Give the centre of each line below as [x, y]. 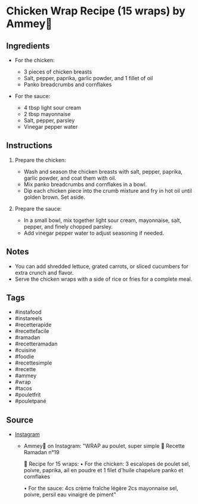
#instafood [28, 312]
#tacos [23, 388]
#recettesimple [33, 363]
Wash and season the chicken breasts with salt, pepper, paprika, [103, 171]
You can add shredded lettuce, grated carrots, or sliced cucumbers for [102, 266]
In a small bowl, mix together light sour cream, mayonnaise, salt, [103, 220]
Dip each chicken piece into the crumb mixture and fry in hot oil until [108, 190]
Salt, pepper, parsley [49, 120]
